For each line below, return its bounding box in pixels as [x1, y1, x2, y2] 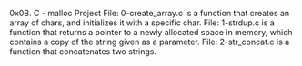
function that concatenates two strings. [9, 46, 157, 57]
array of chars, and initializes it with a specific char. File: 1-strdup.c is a [9, 17, 275, 28]
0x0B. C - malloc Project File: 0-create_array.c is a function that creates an [9, 8, 290, 18]
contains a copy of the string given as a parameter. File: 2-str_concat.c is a [9, 36, 290, 47]
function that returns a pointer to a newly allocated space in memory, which [9, 27, 293, 37]
